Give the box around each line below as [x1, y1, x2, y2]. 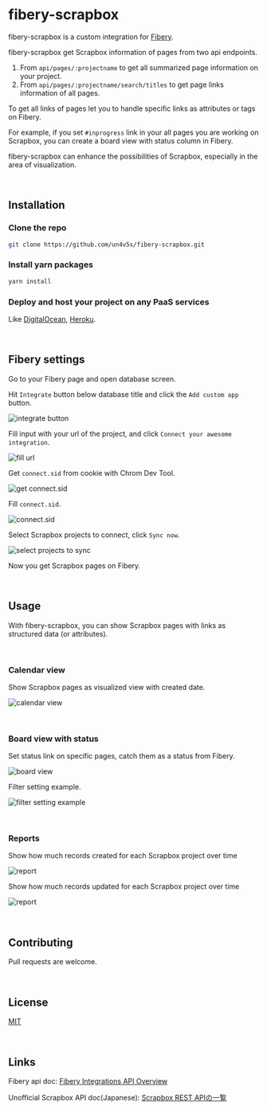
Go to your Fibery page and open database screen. [8, 374, 177, 383]
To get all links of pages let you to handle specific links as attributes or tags [8, 104, 256, 113]
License [8, 995, 49, 1009]
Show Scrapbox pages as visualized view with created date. [8, 682, 206, 692]
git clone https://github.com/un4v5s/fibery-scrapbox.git [8, 241, 205, 249]
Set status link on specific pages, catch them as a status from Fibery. [8, 751, 235, 761]
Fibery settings [8, 353, 85, 367]
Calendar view [8, 664, 65, 675]
